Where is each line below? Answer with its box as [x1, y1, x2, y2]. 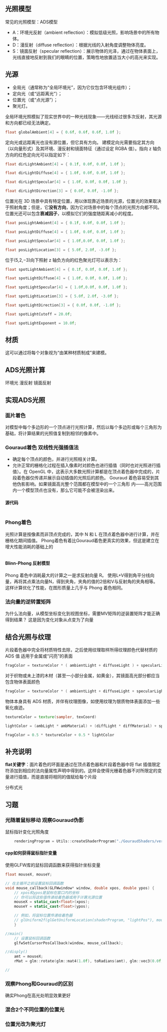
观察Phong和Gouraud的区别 [5, 980, 74, 987]
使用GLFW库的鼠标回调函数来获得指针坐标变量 [5, 862, 101, 868]
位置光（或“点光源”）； [12, 96, 58, 103]
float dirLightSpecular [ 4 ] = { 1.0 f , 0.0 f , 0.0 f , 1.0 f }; [5, 179, 128, 185]
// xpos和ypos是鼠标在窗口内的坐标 [14, 890, 80, 895]
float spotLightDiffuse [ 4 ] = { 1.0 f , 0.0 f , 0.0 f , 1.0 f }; [5, 276, 128, 281]
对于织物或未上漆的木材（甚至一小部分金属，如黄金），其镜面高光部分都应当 [5, 672, 160, 678]
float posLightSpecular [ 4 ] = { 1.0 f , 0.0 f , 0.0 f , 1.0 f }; [5, 238, 126, 243]
